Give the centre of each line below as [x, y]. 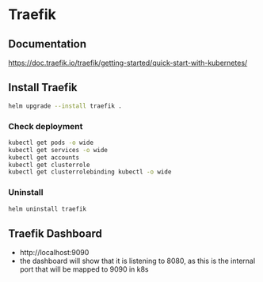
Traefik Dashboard [55, 233]
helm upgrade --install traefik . [65, 106]
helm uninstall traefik [48, 209]
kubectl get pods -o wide [51, 143]
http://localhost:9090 [54, 253]
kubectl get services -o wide [58, 150]
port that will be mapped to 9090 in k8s [84, 269]
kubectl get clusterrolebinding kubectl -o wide [90, 172]
